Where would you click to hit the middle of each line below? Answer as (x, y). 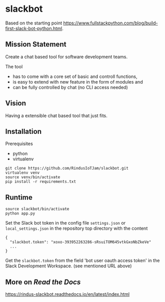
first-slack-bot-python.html (34, 28)
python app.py (20, 214)
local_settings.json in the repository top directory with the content (76, 228)
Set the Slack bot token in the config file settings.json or (65, 223)
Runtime (19, 197)
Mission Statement (36, 45)
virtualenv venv (22, 173)
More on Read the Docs (43, 282)
